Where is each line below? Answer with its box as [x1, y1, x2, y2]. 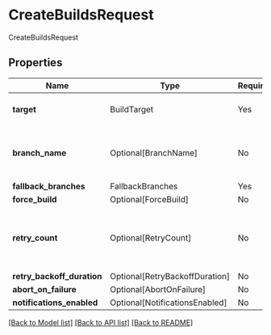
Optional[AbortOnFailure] [110, 283, 206, 295]
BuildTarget [110, 104, 154, 115]
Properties [8, 56, 63, 70]
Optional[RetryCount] [110, 232, 192, 244]
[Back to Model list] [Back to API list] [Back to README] [8, 317, 194, 327]
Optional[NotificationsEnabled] [110, 297, 227, 308]
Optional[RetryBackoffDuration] [110, 270, 231, 282]
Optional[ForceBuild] [110, 193, 190, 205]
